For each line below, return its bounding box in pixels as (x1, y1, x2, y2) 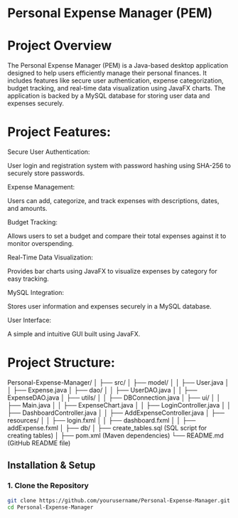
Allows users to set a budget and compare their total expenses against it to (7, 232, 227, 240)
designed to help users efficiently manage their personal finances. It (7, 69, 207, 78)
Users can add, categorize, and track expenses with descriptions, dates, (7, 197, 220, 205)
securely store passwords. (7, 169, 85, 177)
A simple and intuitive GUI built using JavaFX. (7, 330, 141, 338)
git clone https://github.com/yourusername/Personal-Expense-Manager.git (7, 497, 231, 504)
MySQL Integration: (7, 289, 65, 297)
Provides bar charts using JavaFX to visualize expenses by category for (7, 267, 218, 276)
